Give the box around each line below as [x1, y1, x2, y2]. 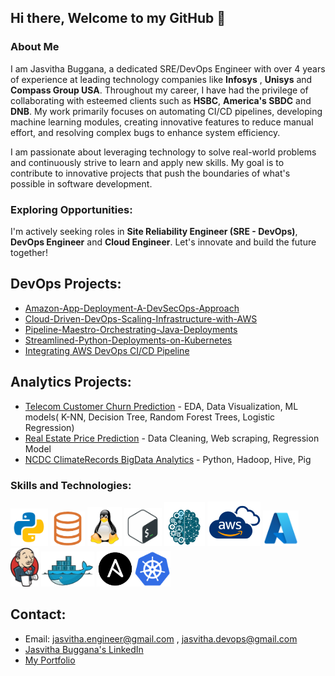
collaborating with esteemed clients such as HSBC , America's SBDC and [10, 94, 312, 106]
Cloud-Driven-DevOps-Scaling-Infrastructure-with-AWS [24, 312, 258, 325]
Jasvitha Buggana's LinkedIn [24, 643, 144, 655]
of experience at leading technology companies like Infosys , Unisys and [10, 73, 313, 85]
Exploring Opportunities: [10, 202, 133, 216]
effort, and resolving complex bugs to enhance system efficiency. [10, 126, 281, 138]
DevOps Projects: [10, 276, 122, 293]
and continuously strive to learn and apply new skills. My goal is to [10, 156, 285, 168]
